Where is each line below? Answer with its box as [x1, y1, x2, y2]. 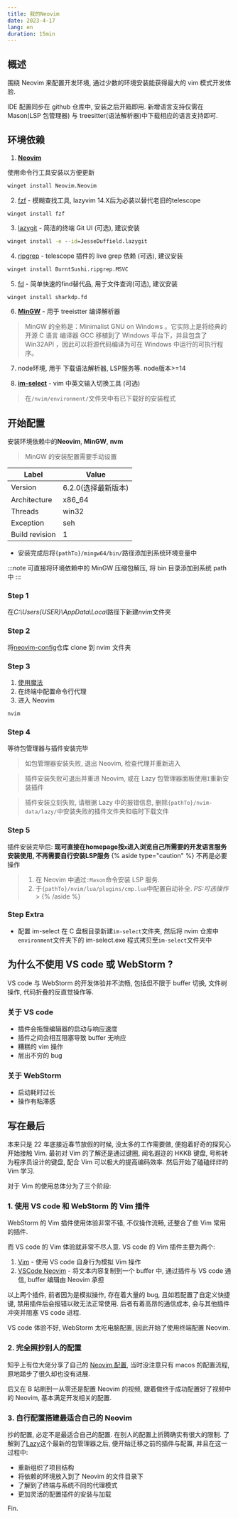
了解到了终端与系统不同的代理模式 [17, 1480, 118, 1489]
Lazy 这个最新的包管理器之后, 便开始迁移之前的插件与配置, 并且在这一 [26, 1439, 228, 1448]
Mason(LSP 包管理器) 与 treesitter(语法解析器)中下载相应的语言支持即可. [7, 112, 218, 120]
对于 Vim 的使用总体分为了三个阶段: [7, 1182, 112, 1191]
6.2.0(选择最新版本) [63, 483, 129, 493]
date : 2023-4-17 [7, 17, 55, 24]
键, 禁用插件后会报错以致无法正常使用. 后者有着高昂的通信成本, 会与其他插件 [7, 1299, 229, 1308]
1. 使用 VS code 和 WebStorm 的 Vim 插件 [7, 1201, 150, 1211]
